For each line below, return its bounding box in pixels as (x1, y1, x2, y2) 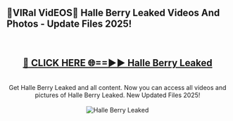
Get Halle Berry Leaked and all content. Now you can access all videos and (8, 83, 227, 91)
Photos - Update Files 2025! (6, 18, 132, 30)
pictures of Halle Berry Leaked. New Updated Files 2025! (34, 91, 201, 99)
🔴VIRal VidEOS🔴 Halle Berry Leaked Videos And (6, 7, 220, 19)
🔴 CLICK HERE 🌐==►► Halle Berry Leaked (23, 57, 213, 69)
